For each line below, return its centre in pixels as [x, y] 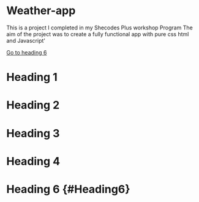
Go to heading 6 [27, 52]
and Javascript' [26, 40]
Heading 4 [33, 161]
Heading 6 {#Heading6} [68, 189]
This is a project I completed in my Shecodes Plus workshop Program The [99, 28]
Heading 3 [33, 133]
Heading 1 [32, 77]
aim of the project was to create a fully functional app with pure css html [98, 34]
